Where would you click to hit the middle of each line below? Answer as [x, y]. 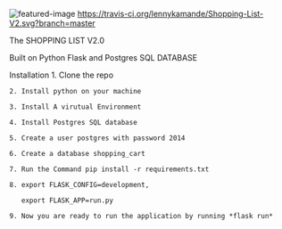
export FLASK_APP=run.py [67, 200]
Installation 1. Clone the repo [62, 75]
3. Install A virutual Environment [75, 107]
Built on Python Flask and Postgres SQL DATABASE [104, 57]
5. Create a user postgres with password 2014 [97, 138]
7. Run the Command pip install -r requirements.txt [109, 169]
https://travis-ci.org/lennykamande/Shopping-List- [170, 14]
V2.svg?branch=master [52, 23]
